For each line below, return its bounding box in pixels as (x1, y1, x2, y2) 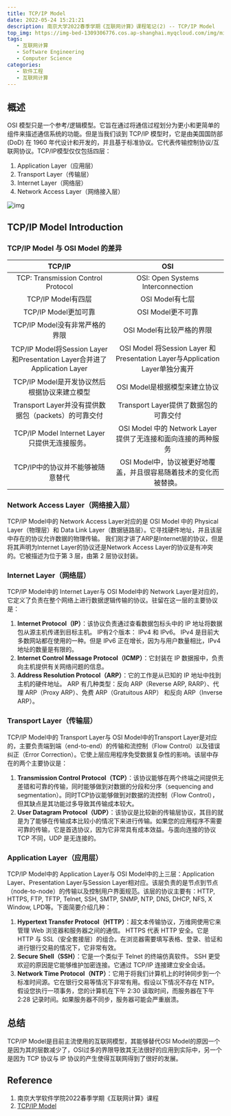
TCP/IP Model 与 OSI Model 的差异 (7, 243, 122, 252)
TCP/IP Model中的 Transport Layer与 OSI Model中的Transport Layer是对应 (7, 733, 218, 741)
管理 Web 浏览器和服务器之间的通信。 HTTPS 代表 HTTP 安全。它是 (16, 926, 210, 935)
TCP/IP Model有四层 (26, 294, 93, 303)
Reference (7, 1075, 53, 1086)
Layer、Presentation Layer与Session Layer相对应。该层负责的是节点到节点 (7, 879, 219, 887)
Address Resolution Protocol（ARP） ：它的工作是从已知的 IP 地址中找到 (16, 671, 221, 679)
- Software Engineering (16, 49, 85, 56)
